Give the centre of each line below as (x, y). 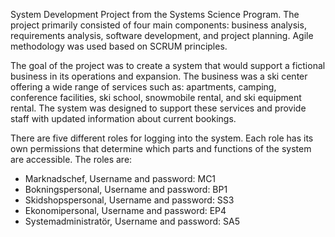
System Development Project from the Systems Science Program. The (155, 14)
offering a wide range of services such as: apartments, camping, (143, 87)
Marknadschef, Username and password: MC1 (120, 178)
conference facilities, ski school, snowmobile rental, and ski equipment (156, 97)
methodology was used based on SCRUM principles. (119, 46)
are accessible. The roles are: (71, 159)
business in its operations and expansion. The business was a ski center (159, 76)
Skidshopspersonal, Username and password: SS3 (129, 200)
